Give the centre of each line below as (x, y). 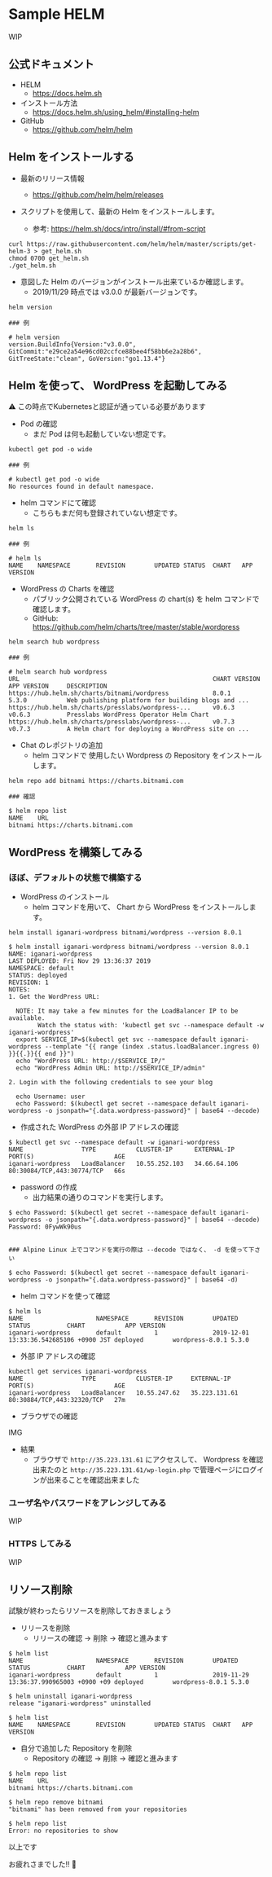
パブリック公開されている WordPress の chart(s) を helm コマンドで (146, 599)
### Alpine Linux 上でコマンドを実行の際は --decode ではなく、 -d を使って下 (132, 1250)
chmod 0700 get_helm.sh (49, 258)
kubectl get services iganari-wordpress (78, 1372)
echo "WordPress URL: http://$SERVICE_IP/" (90, 1061)
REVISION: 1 (29, 982)
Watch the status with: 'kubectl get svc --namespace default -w (151, 1026)
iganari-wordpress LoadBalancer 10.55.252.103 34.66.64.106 (123, 1164)
